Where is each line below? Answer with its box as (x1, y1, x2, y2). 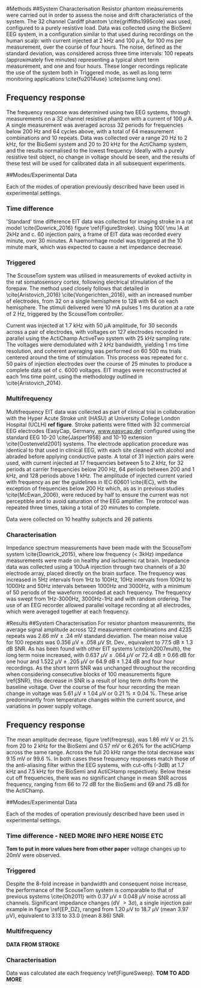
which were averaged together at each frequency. (6, 608, 130, 615)
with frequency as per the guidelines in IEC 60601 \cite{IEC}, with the (6, 478, 178, 485)
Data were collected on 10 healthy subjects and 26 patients (6, 515, 153, 523)
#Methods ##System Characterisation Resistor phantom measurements (6, 5, 184, 12)
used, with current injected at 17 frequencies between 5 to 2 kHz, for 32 (6, 459, 184, 466)
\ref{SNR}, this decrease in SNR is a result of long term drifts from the (6, 677, 179, 684)
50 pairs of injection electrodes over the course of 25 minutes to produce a (6, 360, 192, 368)
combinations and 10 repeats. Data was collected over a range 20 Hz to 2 (6, 134, 188, 141)
